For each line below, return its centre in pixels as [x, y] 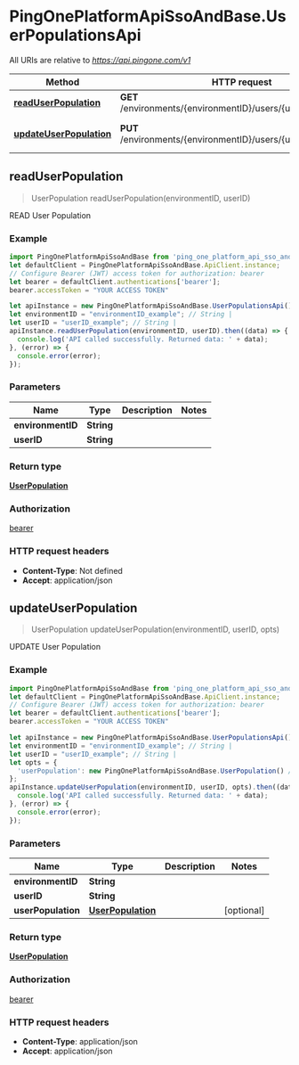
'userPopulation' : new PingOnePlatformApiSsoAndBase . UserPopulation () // [157, 771]
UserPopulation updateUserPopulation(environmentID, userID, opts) [155, 629]
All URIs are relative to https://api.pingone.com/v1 [100, 60]
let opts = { [33, 762]
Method [63, 82]
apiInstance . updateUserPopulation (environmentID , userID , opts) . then [141, 787]
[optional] [244, 911]
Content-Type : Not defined [72, 570]
